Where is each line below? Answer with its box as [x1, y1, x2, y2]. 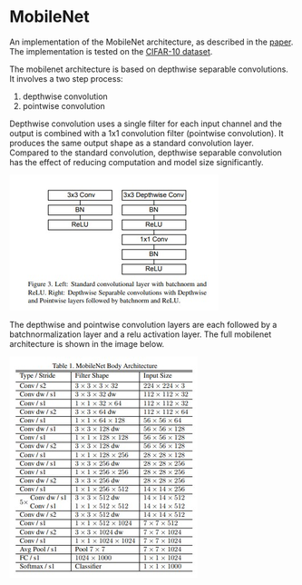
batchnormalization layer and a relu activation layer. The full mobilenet [9, 329, 272, 340]
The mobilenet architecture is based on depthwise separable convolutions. [9, 64, 288, 74]
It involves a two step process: [9, 73, 124, 84]
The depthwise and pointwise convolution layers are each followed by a [9, 319, 278, 330]
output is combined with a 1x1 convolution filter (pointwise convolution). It [9, 127, 284, 138]
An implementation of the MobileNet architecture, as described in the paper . [9, 36, 294, 47]
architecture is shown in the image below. [9, 338, 165, 349]
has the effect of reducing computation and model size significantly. [9, 156, 264, 167]
